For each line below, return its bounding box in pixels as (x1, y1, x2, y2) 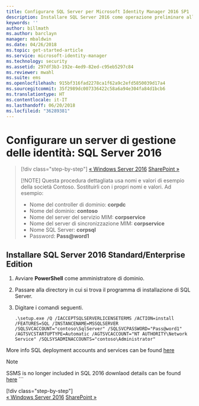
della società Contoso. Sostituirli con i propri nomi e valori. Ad (20, 183, 172, 190)
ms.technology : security (6, 58, 68, 64)
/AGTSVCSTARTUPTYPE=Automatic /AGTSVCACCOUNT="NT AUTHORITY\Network (14, 331, 188, 337)
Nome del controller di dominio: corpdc (29, 201, 126, 208)
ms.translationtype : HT (6, 91, 65, 97)
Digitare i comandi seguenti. (14, 304, 84, 311)
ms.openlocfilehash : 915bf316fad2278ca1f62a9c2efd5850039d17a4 (6, 81, 166, 87)
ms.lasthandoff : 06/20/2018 (6, 102, 76, 108)
